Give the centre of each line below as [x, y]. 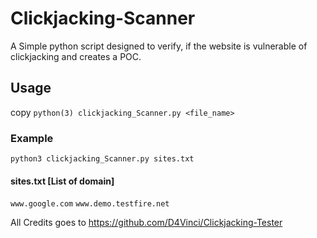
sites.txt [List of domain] [62, 181]
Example [32, 138]
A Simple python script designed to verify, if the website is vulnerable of [159, 46]
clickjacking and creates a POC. [76, 56]
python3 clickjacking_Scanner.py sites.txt [102, 159]
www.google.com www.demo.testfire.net [90, 204]
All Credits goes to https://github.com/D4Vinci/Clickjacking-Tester [146, 223]
